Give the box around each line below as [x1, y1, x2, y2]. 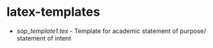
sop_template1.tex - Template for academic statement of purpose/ [16, 27, 207, 35]
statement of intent [16, 34, 72, 42]
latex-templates [6, 4, 100, 20]
